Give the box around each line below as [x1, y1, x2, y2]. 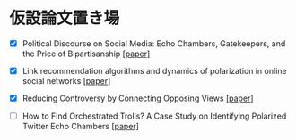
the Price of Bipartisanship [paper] [22, 48, 151, 59]
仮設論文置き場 [9, 8, 120, 29]
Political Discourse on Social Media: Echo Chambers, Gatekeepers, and [22, 37, 286, 49]
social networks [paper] [22, 76, 111, 86]
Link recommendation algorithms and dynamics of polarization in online [22, 66, 287, 76]
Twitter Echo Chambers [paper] [22, 121, 139, 132]
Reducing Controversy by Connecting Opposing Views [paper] [22, 93, 254, 103]
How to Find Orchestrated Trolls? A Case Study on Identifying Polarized [22, 111, 287, 121]
